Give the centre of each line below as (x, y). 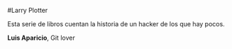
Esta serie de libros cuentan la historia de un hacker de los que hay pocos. (116, 24)
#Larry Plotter (28, 10)
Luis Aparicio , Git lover (42, 38)
